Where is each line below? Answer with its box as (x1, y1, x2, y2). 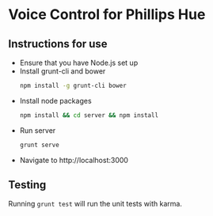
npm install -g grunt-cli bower (19, 81, 127, 89)
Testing (8, 178, 47, 191)
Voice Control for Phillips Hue (8, 6, 206, 24)
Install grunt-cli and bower (19, 66, 106, 76)
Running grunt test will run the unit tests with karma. (8, 199, 182, 209)
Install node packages (19, 96, 93, 105)
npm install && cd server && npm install (19, 111, 159, 119)
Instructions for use (8, 37, 108, 51)
